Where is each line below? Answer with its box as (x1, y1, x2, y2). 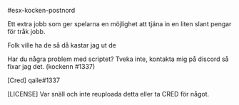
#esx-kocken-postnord (7, 6, 76, 14)
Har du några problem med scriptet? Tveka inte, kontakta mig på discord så (7, 55, 229, 63)
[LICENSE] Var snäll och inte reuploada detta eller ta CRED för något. (7, 90, 210, 98)
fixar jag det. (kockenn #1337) (7, 62, 96, 70)
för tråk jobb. (7, 28, 46, 35)
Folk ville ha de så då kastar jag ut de (7, 41, 116, 49)
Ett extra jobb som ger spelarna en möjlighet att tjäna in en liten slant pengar (7, 20, 232, 28)
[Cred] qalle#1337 (7, 76, 61, 84)
